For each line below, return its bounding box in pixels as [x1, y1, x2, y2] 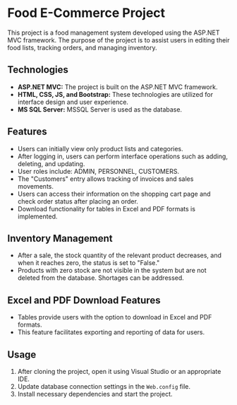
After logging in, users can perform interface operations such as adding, [17, 152, 228, 160]
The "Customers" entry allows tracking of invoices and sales [17, 175, 194, 183]
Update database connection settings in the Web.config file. [17, 382, 190, 390]
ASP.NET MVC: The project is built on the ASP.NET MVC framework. [17, 83, 218, 91]
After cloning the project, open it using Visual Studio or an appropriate [17, 368, 221, 375]
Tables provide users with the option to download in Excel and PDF [17, 313, 212, 322]
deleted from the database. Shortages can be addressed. [17, 274, 185, 282]
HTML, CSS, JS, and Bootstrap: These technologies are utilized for [17, 90, 214, 98]
